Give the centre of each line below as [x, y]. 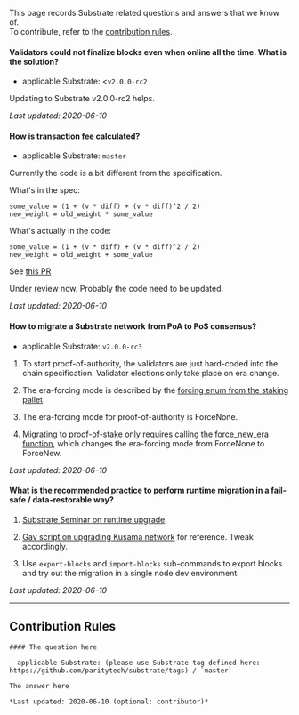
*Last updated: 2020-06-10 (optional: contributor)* [109, 702]
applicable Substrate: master [74, 156]
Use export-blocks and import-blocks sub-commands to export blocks [152, 563]
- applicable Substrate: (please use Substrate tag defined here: [135, 663]
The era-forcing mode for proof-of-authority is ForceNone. [130, 416]
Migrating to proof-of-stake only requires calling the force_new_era [145, 434]
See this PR [30, 271]
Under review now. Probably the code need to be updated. [117, 289]
